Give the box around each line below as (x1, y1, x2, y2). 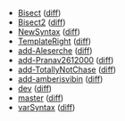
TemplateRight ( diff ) (17, 36, 92, 46)
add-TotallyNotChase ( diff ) (17, 64, 117, 75)
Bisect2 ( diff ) (17, 17, 66, 28)
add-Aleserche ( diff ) (17, 45, 93, 56)
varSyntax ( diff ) (17, 102, 76, 112)
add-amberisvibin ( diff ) (17, 74, 104, 84)
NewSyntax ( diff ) (17, 27, 80, 36)
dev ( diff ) (17, 84, 52, 93)
